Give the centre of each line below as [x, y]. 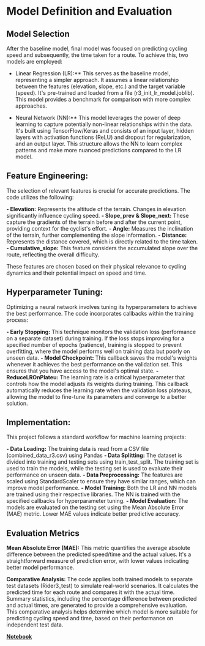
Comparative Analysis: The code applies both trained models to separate [100, 579]
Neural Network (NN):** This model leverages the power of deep [98, 118]
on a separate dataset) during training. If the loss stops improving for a [95, 338]
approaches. [31, 106]
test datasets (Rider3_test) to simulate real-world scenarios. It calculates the [102, 586]
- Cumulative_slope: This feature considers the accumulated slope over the [102, 248]
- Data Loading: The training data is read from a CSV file [78, 449]
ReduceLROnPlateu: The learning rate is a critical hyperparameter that [96, 377]
